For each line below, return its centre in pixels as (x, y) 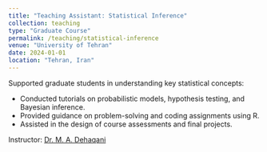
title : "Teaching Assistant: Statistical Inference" (98, 16)
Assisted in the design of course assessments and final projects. (126, 124)
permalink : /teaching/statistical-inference (84, 38)
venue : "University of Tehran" (60, 46)
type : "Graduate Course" (50, 30)
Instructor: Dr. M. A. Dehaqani (57, 139)
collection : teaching (44, 23)
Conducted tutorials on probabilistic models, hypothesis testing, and (132, 98)
